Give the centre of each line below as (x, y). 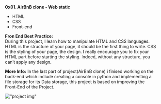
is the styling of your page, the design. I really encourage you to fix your (77, 52)
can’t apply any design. (28, 62)
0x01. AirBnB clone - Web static (38, 7)
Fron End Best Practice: (29, 36)
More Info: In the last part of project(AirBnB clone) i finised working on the (79, 71)
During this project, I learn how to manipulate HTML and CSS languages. (77, 41)
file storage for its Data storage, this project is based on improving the (75, 82)
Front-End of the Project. (30, 87)
